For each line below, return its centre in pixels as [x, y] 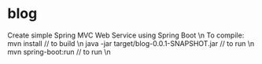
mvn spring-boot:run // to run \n [59, 52]
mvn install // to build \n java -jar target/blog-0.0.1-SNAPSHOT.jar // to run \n [131, 43]
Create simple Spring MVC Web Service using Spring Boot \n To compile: [126, 35]
